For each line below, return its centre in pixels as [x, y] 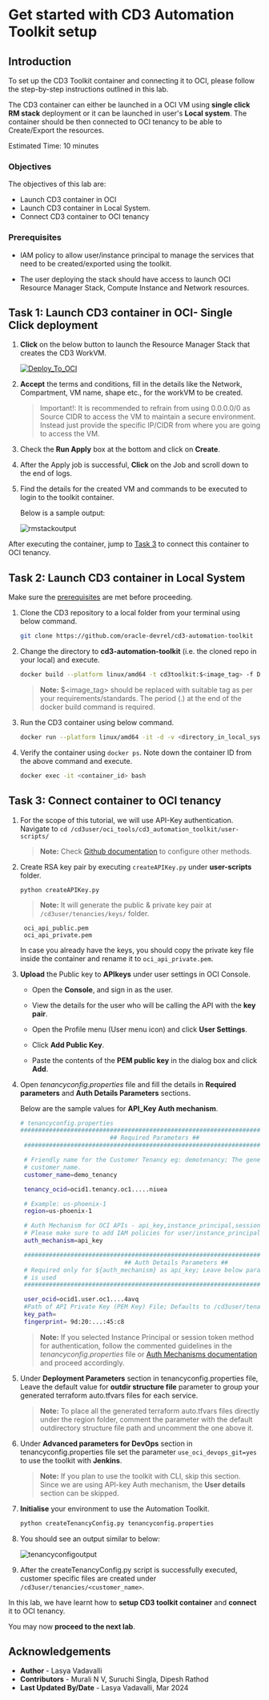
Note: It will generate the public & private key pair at [126, 905]
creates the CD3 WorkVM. [63, 353]
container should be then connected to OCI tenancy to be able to [115, 122]
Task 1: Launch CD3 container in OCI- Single [120, 312]
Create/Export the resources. [56, 130]
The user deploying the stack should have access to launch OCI [125, 279]
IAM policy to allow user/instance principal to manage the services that [137, 255]
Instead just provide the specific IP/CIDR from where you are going [150, 425]
